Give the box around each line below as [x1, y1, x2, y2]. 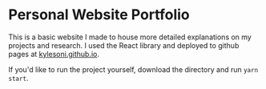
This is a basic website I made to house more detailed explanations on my [8, 32, 252, 42]
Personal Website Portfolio [8, 6, 190, 24]
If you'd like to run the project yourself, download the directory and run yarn [8, 64, 259, 74]
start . [8, 73, 29, 83]
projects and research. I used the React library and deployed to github [8, 40, 240, 50]
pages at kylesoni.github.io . [8, 49, 100, 59]
